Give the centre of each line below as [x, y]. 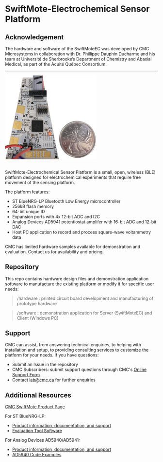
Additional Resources [38, 395]
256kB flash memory [33, 206]
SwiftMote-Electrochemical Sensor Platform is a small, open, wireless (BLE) [81, 172]
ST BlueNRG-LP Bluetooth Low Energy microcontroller [66, 201]
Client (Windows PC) [38, 318]
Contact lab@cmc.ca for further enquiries [54, 380]
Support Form [26, 375]
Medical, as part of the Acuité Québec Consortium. [56, 64]
